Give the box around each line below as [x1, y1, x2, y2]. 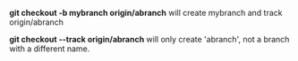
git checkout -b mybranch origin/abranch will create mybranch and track [9, 8, 283, 18]
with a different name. [9, 43, 90, 54]
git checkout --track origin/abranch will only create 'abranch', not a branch [9, 34, 290, 44]
